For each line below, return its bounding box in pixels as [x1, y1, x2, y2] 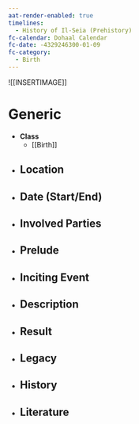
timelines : [8, 19, 44, 27]
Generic [8, 105, 62, 124]
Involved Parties [19, 216, 102, 230]
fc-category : [8, 48, 51, 56]
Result [19, 324, 53, 338]
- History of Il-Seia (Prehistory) [15, 26, 133, 34]
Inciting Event [19, 270, 89, 284]
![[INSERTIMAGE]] [8, 77, 67, 87]
